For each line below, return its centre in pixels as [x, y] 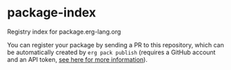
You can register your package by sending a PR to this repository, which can [115, 45]
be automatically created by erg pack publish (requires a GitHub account [111, 52]
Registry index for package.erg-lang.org [64, 32]
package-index [52, 13]
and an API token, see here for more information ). [78, 59]
